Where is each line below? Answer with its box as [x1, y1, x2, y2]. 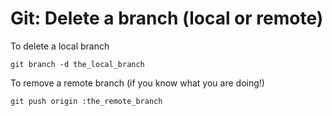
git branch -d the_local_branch [10, 59, 145, 69]
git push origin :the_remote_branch [10, 96, 163, 106]
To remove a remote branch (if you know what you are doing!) [10, 77, 265, 89]
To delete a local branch [10, 40, 110, 52]
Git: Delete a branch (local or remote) [10, 7, 324, 30]
